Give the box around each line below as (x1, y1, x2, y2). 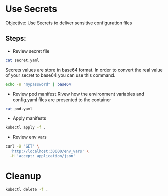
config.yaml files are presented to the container (12, 96, 112, 103)
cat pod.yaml (5, 106, 33, 111)
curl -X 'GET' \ (5, 144, 39, 149)
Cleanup (5, 170, 42, 182)
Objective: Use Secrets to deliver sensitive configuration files (5, 20, 132, 26)
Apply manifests (12, 115, 46, 121)
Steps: (5, 34, 26, 43)
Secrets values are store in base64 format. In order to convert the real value (5, 67, 163, 73)
